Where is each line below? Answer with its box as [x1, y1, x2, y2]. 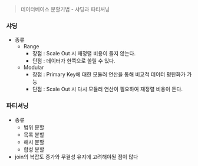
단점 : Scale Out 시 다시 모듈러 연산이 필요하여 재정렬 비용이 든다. [32, 85, 183, 93]
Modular [23, 64, 44, 71]
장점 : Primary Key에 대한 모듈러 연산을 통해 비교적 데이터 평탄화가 [32, 71, 186, 78]
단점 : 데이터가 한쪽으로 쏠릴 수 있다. [32, 57, 116, 64]
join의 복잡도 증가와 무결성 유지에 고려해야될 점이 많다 [14, 153, 138, 160]
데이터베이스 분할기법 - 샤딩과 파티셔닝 [20, 6, 110, 12]
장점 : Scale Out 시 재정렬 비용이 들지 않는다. [32, 50, 136, 57]
